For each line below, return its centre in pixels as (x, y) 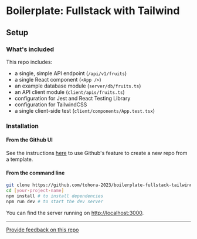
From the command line (35, 173)
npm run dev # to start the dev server (55, 201)
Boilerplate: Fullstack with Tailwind (93, 11)
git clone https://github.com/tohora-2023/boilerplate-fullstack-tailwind (99, 185)
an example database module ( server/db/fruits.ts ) (78, 86)
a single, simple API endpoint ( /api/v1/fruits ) (71, 73)
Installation (23, 126)
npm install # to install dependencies (55, 196)
